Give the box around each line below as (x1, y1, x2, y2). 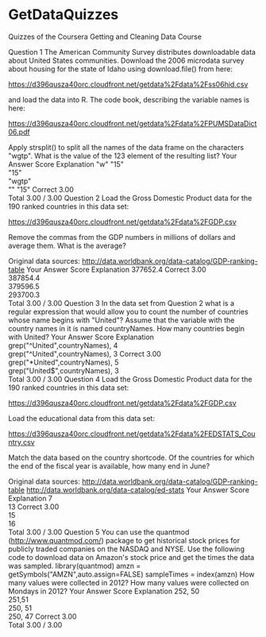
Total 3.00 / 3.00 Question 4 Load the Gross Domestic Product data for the (8, 374, 253, 384)
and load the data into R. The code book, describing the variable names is (8, 95, 250, 104)
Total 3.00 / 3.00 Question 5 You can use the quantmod (8, 527, 190, 537)
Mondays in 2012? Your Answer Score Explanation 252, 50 (8, 586, 200, 596)
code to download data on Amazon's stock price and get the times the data (8, 552, 255, 562)
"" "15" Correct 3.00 (8, 184, 74, 194)
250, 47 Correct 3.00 (8, 612, 77, 621)
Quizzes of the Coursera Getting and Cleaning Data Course (8, 32, 202, 41)
